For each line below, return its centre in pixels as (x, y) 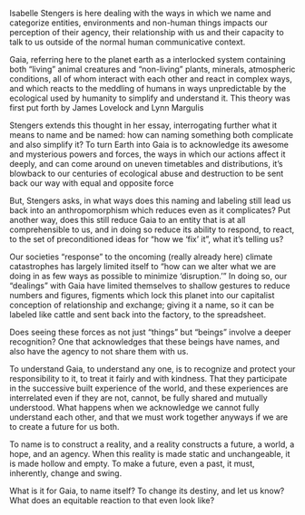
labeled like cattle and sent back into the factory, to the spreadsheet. (138, 315)
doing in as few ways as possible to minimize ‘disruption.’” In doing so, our (148, 276)
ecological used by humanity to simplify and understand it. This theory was (150, 98)
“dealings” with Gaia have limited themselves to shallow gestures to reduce (150, 286)
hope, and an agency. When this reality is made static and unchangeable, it (150, 454)
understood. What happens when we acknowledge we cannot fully (134, 408)
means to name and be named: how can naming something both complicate (151, 135)
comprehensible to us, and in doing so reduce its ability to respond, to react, (152, 229)
